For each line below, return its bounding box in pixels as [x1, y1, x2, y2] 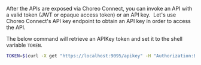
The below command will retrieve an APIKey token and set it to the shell [6, 35, 182, 42]
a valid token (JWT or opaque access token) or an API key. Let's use [6, 11, 176, 18]
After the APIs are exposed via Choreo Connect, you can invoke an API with [6, 5, 193, 12]
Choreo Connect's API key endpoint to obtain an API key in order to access [6, 18, 191, 24]
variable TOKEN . [6, 41, 43, 48]
